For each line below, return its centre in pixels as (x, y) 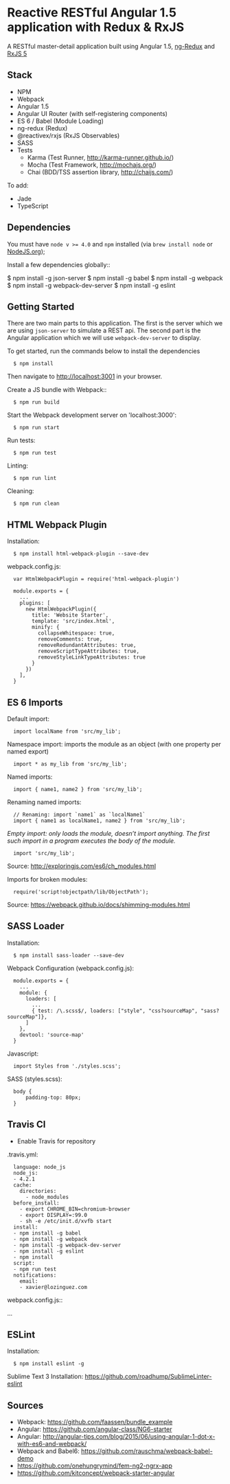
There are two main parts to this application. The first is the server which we (115, 323)
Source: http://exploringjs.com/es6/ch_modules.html (82, 866)
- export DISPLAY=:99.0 (54, 1215)
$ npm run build (36, 402)
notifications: (35, 1275)
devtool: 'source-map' (52, 1035)
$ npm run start (36, 428)
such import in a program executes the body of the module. (92, 841)
